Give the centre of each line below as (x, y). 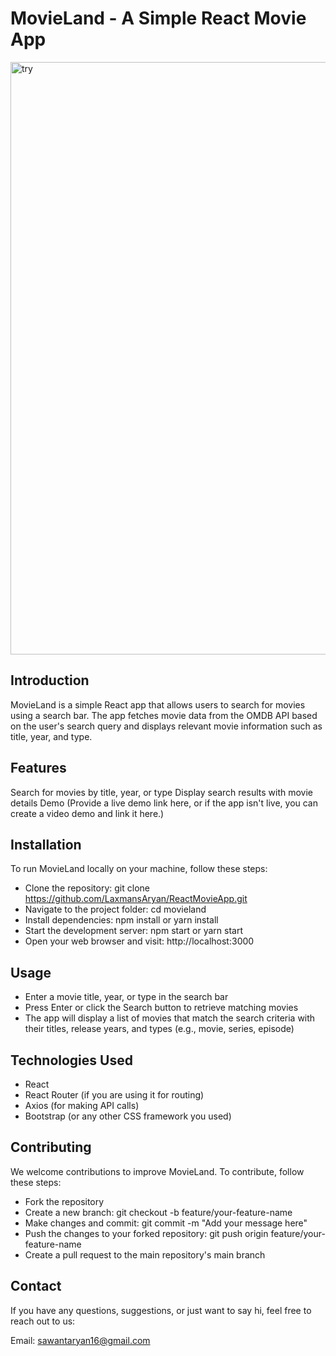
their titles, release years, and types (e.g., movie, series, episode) (159, 1029)
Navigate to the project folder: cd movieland (115, 909)
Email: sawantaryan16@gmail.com (80, 1340)
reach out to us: (43, 1321)
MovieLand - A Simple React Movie (158, 18)
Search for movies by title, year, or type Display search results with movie (161, 792)
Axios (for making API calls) (82, 1105)
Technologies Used (71, 1060)
